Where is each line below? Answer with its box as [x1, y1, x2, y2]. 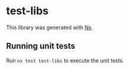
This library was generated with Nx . [6, 24, 93, 31]
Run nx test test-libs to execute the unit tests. [6, 57, 125, 64]
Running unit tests [6, 41, 75, 51]
